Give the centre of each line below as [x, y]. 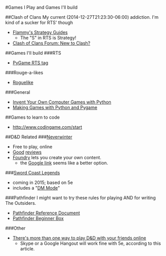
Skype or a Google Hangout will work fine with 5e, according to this [90, 243]
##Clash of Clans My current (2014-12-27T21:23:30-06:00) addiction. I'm [82, 17]
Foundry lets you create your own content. [57, 157]
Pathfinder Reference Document [46, 213]
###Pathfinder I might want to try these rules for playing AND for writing [80, 198]
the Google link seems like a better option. [64, 163]
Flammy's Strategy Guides [40, 32]
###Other [15, 228]
